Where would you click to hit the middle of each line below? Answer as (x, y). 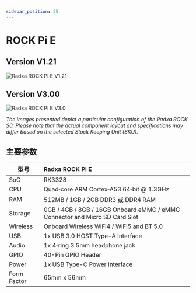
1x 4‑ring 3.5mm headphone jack (90, 246)
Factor (18, 281)
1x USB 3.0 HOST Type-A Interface (93, 236)
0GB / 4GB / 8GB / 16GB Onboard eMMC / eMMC (112, 210)
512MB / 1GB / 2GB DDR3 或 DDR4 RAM (100, 200)
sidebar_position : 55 (32, 11)
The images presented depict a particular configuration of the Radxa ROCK (97, 120)
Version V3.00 (33, 94)
